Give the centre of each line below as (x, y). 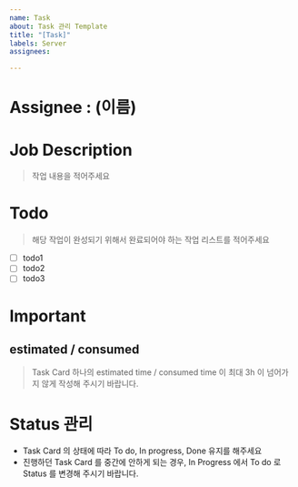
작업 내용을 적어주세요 (71, 176)
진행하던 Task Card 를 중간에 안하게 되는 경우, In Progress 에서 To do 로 (152, 462)
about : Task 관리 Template (59, 26)
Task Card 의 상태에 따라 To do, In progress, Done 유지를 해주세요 (142, 451)
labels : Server (38, 43)
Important (48, 316)
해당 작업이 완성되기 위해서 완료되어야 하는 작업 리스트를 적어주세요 (150, 240)
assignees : (30, 52)
